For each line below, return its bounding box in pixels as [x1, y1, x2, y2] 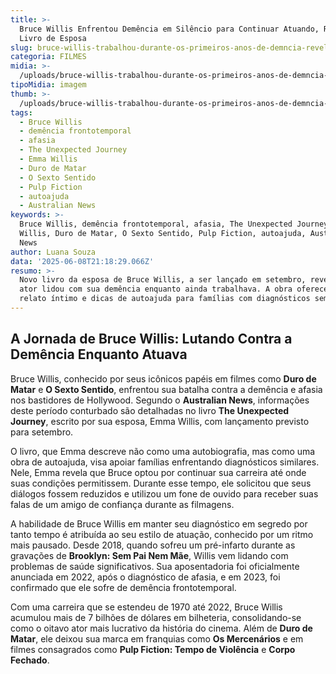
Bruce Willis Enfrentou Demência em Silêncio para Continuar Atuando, [19, 24, 320, 34]
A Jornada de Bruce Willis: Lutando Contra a [10, 331, 293, 348]
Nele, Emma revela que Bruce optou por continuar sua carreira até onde [10, 466, 307, 478]
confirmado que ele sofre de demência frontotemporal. [10, 581, 237, 593]
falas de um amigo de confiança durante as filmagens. [10, 498, 235, 510]
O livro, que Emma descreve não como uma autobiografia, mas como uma [10, 445, 316, 457]
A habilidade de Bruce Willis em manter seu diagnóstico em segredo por [10, 517, 308, 530]
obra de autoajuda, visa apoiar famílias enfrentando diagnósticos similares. [10, 456, 320, 468]
